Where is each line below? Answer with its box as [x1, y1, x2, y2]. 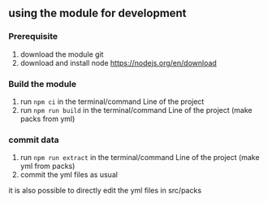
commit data [8, 134, 59, 145]
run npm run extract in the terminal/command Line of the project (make [19, 153, 260, 162]
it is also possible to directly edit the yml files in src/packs [8, 186, 201, 196]
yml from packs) [19, 162, 76, 171]
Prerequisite [8, 31, 58, 42]
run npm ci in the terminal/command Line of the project [19, 97, 205, 106]
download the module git [19, 49, 104, 59]
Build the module [8, 78, 77, 89]
